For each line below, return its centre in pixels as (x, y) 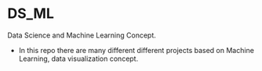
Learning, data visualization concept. (78, 59)
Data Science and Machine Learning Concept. (82, 35)
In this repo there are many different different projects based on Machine (136, 50)
